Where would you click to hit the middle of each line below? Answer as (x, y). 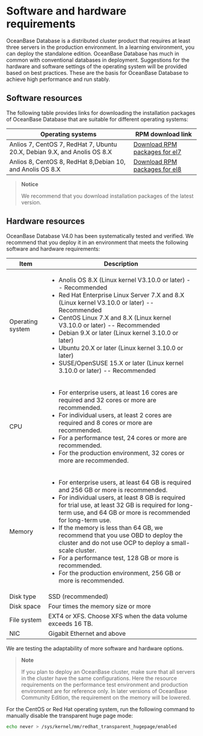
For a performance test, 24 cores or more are (123, 437)
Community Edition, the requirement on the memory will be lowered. (106, 697)
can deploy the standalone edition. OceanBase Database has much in (93, 53)
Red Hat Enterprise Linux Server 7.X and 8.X (121, 295)
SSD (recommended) (78, 596)
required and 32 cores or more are (108, 400)
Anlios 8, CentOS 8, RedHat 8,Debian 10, (67, 161)
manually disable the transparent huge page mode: (70, 715)
